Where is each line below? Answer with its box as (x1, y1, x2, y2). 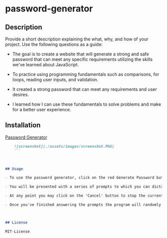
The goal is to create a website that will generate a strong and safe (12, 51, 149, 57)
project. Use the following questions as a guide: (5, 41, 103, 47)
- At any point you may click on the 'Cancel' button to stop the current (5, 193, 164, 199)
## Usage (5, 166, 23, 171)
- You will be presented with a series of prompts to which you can (5, 184, 150, 190)
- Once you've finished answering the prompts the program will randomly (5, 203, 162, 208)
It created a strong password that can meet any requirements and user (12, 86, 158, 92)
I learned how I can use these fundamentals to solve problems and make (12, 101, 162, 107)
